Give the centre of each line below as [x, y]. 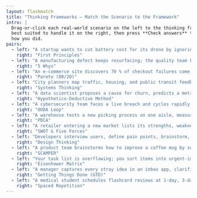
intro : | [17, 22]
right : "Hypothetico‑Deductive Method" [65, 98]
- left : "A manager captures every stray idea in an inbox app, [91, 170]
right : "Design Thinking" [48, 142]
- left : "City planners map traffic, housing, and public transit [94, 83]
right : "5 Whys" [37, 66]
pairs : [14, 45]
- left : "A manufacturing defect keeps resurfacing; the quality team [99, 60]
